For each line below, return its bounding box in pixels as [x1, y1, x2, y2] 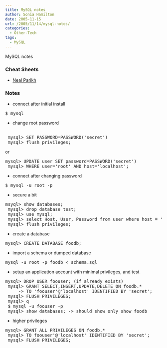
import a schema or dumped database [12, 250, 91, 256]
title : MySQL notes [5, 7, 46, 12]
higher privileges [12, 318, 47, 324]
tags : [5, 35, 16, 40]
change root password [12, 120, 59, 126]
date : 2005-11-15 [5, 16, 41, 21]
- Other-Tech [9, 30, 37, 35]
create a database [12, 231, 50, 237]
